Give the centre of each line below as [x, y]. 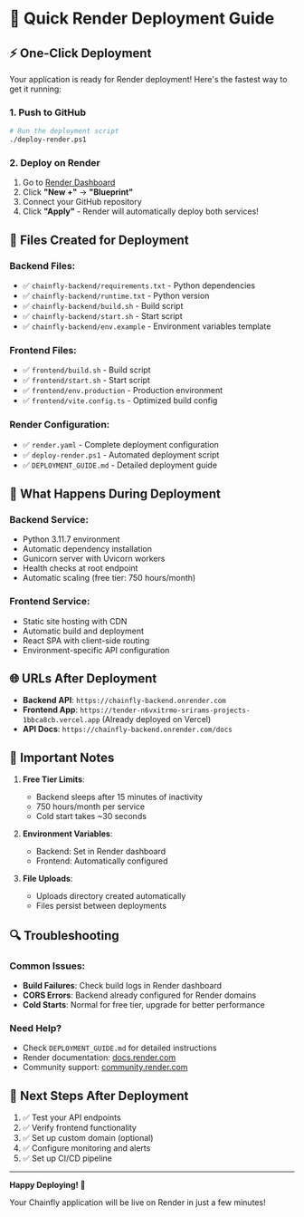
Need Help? [36, 1028]
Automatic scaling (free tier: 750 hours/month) [109, 578]
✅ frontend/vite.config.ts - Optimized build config [120, 401]
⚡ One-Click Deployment [81, 53]
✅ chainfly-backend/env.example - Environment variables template [147, 326]
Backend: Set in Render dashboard [101, 852]
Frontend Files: [43, 350]
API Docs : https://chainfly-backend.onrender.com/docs [127, 729]
